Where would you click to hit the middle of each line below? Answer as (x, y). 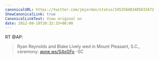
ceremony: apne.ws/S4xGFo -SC (50, 52)
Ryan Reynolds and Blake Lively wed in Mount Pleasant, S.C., (79, 46)
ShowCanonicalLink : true (30, 14)
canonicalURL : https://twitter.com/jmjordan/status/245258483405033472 (79, 10)
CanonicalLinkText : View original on (44, 19)
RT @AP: (14, 37)
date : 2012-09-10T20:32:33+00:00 (39, 23)
